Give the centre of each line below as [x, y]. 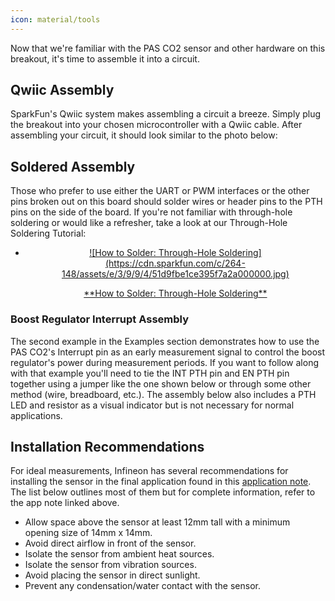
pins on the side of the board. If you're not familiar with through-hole [151, 212]
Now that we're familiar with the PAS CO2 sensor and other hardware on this [168, 48]
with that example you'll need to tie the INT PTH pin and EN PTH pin [150, 373]
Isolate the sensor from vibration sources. [110, 565]
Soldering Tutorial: [48, 233]
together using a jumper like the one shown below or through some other [161, 383]
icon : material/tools [55, 19]
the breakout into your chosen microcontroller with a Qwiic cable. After [156, 125]
